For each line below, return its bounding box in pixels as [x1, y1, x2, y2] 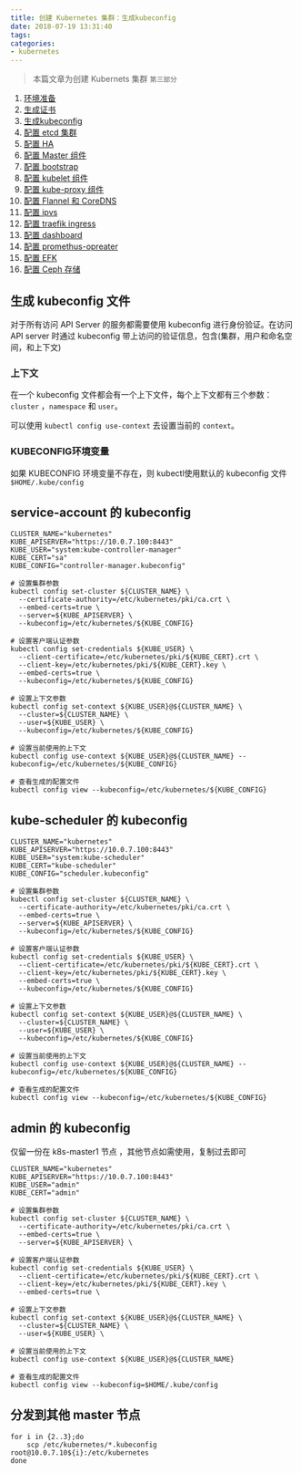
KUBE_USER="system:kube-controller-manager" [10, 545, 182, 555]
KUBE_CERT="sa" [10, 554, 68, 563]
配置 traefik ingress [23, 218, 96, 229]
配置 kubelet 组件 [23, 172, 89, 183]
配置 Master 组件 [23, 150, 87, 161]
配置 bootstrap [23, 161, 79, 172]
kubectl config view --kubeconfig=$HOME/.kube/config [10, 1380, 219, 1389]
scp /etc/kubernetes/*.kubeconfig [26, 1440, 157, 1449]
